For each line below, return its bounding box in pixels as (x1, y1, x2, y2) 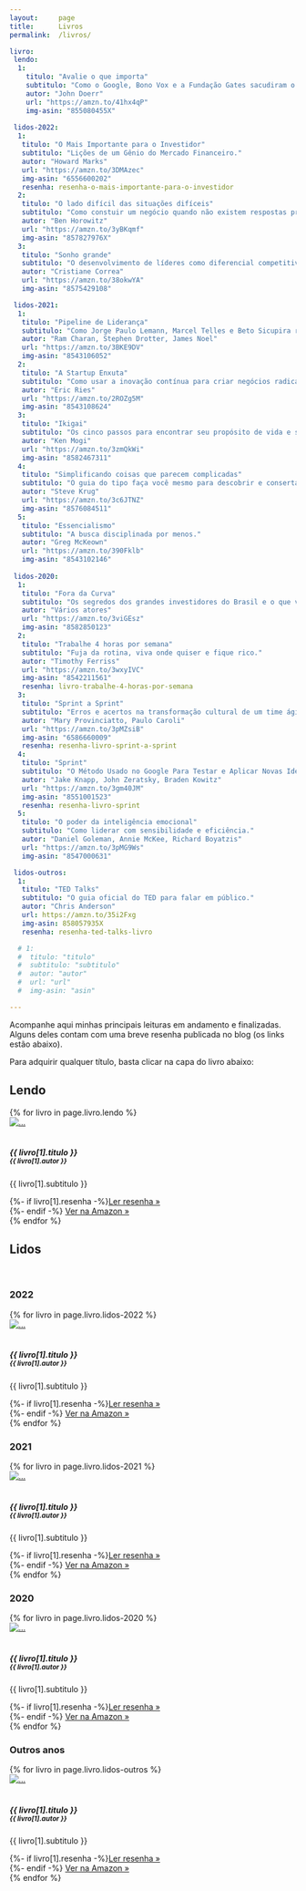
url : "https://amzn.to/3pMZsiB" (21, 724, 145, 734)
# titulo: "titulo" (17, 952, 96, 962)
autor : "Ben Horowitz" (21, 216, 107, 225)
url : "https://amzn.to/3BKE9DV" (21, 343, 145, 352)
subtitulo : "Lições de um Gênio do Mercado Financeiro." (21, 149, 243, 158)
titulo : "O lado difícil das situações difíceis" (21, 200, 214, 209)
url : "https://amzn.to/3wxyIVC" (21, 665, 145, 675)
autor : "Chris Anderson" (21, 902, 117, 912)
